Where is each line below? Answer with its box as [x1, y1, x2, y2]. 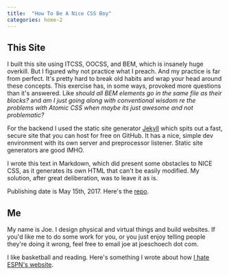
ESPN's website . [7, 261, 53, 269]
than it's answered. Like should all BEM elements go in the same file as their [7, 89, 222, 97]
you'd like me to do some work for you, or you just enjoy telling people [7, 232, 206, 241]
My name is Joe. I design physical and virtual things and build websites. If [7, 226, 216, 234]
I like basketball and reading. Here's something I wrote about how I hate [7, 253, 210, 261]
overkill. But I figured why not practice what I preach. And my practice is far [7, 67, 221, 75]
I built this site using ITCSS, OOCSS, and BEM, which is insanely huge [7, 60, 204, 69]
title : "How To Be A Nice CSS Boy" [7, 10, 112, 17]
